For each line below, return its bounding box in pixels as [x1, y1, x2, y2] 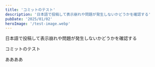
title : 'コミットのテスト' [5, 7, 56, 12]
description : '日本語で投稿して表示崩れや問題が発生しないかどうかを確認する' [5, 12, 151, 17]
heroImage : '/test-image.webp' [5, 21, 71, 26]
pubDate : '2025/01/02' [5, 16, 53, 21]
